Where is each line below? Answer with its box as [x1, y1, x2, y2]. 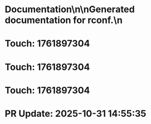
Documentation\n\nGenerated [5, 4, 135, 15]
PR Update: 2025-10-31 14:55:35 [5, 108, 146, 119]
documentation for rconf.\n [5, 14, 123, 26]
